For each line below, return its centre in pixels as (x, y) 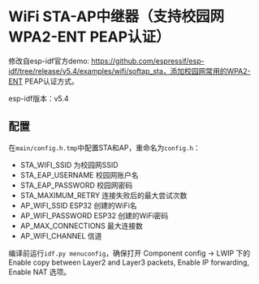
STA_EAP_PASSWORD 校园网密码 (76, 185)
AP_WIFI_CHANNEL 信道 (61, 235)
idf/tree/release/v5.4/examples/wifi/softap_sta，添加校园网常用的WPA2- (129, 71)
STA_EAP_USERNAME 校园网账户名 (79, 174)
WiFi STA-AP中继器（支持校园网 (117, 17)
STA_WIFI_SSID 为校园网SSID (69, 165)
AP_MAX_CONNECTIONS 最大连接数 (82, 226)
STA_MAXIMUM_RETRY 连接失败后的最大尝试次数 (104, 195)
